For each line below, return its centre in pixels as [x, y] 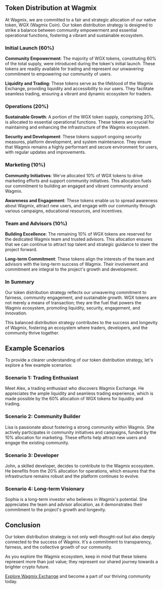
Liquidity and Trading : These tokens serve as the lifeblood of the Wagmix [79, 83]
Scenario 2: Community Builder [43, 417]
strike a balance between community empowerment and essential [71, 30]
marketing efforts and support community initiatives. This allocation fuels [78, 181]
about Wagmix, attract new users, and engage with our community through [80, 205]
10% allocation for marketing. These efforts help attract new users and [76, 437]
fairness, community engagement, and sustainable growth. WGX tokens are [81, 298]
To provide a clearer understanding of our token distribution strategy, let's [79, 360]
